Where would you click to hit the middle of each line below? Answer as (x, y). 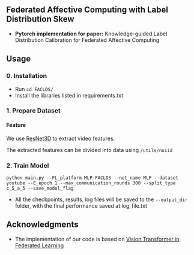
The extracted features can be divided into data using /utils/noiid (89, 150)
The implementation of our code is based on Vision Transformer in (97, 239)
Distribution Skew (40, 19)
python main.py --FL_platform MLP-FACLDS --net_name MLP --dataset (92, 178)
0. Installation (26, 76)
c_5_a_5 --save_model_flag (40, 188)
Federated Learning (39, 245)
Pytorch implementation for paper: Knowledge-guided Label (91, 34)
